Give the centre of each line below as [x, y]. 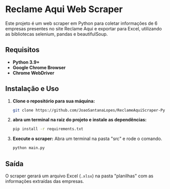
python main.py [29, 148]
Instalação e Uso [32, 89]
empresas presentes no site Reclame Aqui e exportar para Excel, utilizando [84, 28]
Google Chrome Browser [39, 67]
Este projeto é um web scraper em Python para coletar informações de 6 [81, 23]
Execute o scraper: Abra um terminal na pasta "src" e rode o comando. [87, 139]
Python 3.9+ [26, 62]
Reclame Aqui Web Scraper [64, 9]
